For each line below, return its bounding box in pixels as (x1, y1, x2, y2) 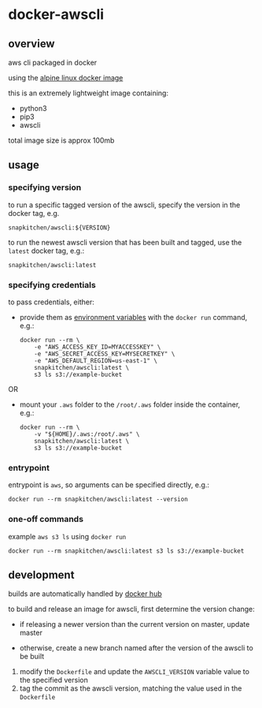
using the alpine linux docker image (8, 73, 124, 82)
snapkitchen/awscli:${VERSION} (8, 223, 111, 232)
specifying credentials (8, 279, 96, 290)
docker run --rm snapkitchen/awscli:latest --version (8, 495, 189, 504)
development (8, 568, 75, 581)
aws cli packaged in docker (8, 58, 98, 67)
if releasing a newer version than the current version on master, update (19, 620, 250, 629)
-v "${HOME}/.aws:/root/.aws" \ (34, 430, 140, 438)
